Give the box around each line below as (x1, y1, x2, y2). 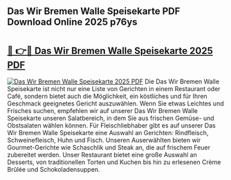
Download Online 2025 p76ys (7, 17, 138, 28)
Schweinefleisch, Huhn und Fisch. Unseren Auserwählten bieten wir (7, 136, 201, 144)
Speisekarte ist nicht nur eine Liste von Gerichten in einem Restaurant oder (7, 85, 221, 92)
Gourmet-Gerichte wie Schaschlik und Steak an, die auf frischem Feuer (7, 143, 211, 151)
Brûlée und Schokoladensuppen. (7, 166, 100, 173)
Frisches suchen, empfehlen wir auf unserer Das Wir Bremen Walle (7, 107, 198, 114)
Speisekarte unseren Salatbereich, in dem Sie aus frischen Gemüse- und (7, 114, 214, 122)
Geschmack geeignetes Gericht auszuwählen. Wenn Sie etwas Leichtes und (7, 99, 224, 108)
